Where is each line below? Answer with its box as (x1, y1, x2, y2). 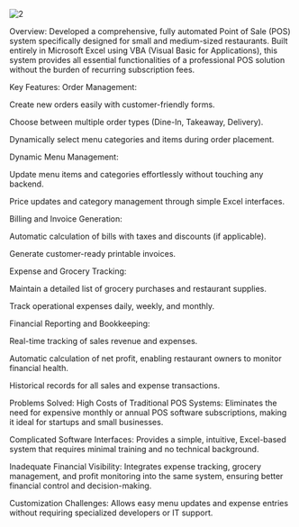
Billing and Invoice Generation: (9, 214, 123, 224)
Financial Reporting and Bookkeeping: (9, 318, 150, 329)
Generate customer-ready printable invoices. (9, 249, 177, 259)
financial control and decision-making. (9, 480, 152, 491)
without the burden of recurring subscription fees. (9, 64, 195, 75)
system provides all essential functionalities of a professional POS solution (9, 55, 285, 65)
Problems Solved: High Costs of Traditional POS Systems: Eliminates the (9, 397, 277, 408)
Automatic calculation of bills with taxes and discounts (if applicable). (9, 231, 267, 241)
